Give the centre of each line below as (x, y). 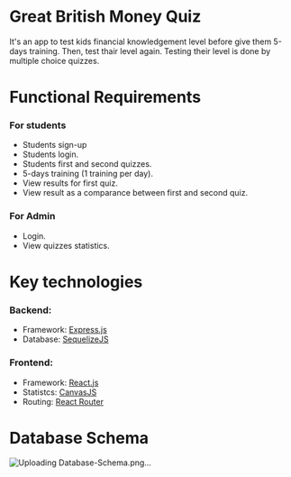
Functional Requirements (105, 97)
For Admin (32, 216)
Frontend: (32, 362)
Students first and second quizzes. (87, 164)
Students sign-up (55, 145)
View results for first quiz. (70, 183)
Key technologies (76, 282)
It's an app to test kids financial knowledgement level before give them (141, 41)
